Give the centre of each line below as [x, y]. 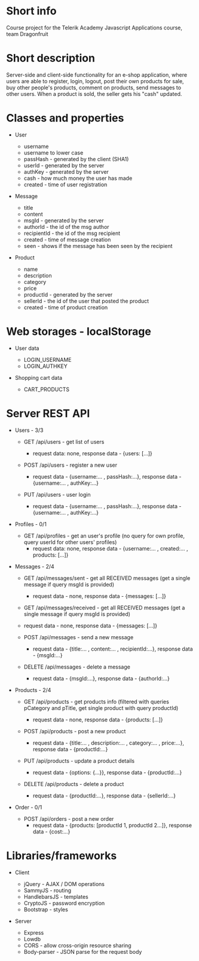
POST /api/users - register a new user [71, 465]
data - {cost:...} [51, 832]
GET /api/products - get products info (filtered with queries [96, 702]
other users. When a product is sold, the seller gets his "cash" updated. [94, 93]
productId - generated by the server [68, 294]
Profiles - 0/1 [30, 524]
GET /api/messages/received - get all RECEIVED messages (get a [104, 608]
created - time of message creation [67, 239]
